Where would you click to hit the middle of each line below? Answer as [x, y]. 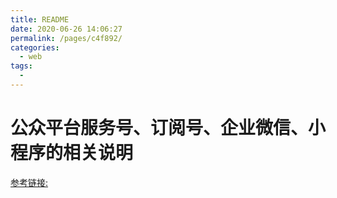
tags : [21, 66]
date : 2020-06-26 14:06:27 [66, 29]
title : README [40, 19]
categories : [35, 47]
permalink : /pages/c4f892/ [66, 38]
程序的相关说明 [72, 153]
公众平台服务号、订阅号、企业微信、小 [168, 128]
